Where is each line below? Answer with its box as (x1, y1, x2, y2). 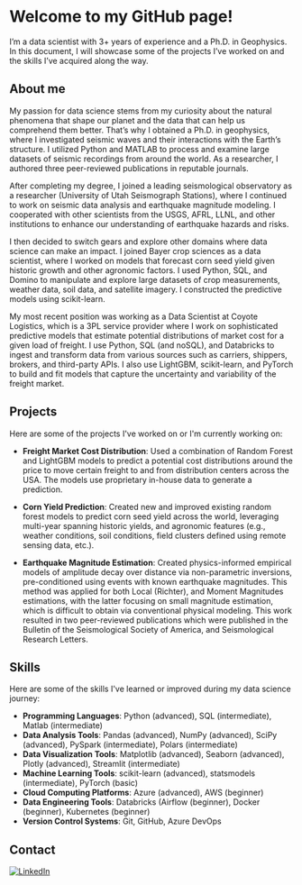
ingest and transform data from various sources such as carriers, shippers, (9, 349, 288, 360)
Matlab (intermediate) (22, 720, 104, 731)
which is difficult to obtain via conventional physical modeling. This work (22, 605, 293, 616)
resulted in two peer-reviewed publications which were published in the (22, 615, 288, 625)
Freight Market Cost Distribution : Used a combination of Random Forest (22, 445, 293, 456)
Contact (9, 842, 56, 857)
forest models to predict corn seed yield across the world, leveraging (22, 511, 279, 522)
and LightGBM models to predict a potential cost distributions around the (22, 455, 293, 466)
